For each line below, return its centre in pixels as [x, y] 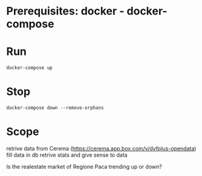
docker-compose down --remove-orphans [55, 108]
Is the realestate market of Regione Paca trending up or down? [84, 167]
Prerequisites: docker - [65, 11]
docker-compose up [29, 68]
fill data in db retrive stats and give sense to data [67, 155]
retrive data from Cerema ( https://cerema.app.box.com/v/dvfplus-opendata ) [101, 148]
